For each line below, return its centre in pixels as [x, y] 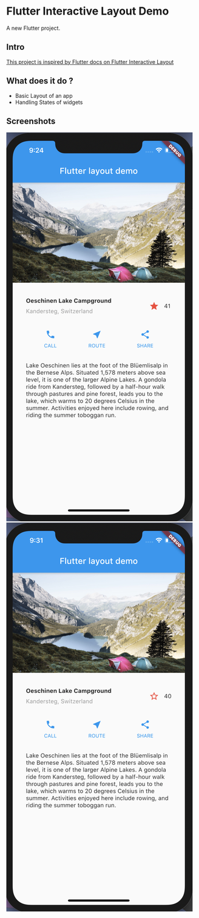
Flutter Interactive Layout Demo [88, 11]
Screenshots [31, 121]
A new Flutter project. [33, 28]
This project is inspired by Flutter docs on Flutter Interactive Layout [90, 61]
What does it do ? [40, 81]
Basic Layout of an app [44, 96]
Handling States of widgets [49, 102]
